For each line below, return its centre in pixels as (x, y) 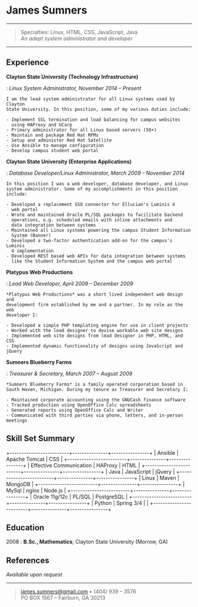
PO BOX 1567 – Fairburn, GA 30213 (63, 598)
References (28, 560)
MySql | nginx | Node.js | (36, 490)
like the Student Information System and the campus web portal (92, 261)
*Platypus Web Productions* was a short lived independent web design (95, 294)
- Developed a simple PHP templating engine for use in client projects (97, 325)
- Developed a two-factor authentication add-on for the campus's (89, 240)
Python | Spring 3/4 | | (121, 503)
